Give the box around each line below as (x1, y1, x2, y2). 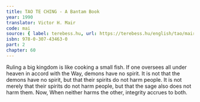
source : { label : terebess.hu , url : (6, 31, 97, 37)
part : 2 (6, 42, 26, 48)
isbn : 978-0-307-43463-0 (6, 36, 68, 42)
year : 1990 (6, 14, 33, 20)
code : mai (6, 25, 31, 31)
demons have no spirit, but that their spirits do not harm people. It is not (6, 76, 182, 83)
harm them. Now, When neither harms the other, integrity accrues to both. (6, 88, 187, 95)
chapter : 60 (6, 47, 36, 53)
